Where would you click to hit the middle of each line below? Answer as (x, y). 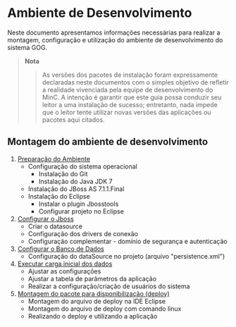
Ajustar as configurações (64, 271)
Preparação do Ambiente (54, 159)
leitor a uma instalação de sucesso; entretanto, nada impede (130, 104)
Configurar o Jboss (45, 218)
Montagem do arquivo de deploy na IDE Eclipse (97, 301)
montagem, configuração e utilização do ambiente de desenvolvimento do (115, 39)
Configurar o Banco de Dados (61, 249)
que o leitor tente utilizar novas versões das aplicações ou (126, 112)
